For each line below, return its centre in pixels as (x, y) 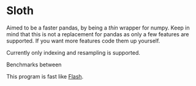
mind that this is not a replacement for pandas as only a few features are (98, 34)
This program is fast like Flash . (45, 76)
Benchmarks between (34, 64)
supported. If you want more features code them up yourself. (83, 41)
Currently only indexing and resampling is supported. (73, 52)
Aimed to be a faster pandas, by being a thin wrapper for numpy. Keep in (98, 28)
